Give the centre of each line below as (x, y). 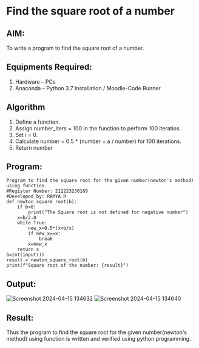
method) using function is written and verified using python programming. (99, 339)
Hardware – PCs (35, 82)
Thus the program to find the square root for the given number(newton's (97, 332)
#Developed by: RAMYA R (36, 196)
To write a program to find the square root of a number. (75, 48)
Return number (34, 147)
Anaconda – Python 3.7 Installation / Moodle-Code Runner (88, 88)
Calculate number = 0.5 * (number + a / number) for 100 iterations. (98, 141)
